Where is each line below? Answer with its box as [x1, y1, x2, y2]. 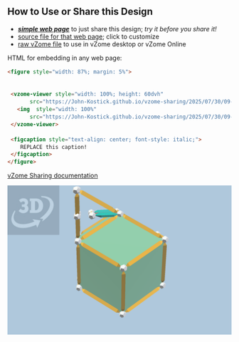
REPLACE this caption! [20, 143, 87, 150]
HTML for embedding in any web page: [7, 53, 122, 62]
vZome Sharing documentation [7, 171, 98, 180]
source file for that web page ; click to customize [17, 32, 160, 41]
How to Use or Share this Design [7, 6, 153, 18]
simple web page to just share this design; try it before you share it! [17, 24, 217, 33]
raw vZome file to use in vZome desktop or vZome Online [17, 39, 186, 48]
